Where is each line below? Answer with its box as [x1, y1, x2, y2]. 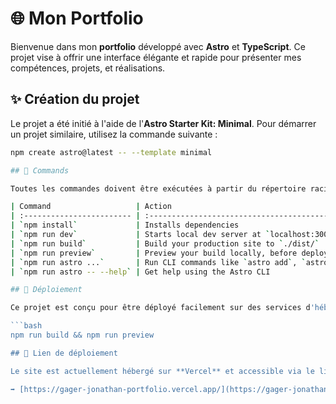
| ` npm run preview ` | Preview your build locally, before [10, 248, 298, 258]
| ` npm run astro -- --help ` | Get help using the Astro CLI [10, 267, 271, 277]
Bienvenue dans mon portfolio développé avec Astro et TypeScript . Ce [10, 40, 306, 52]
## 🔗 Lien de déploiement [10, 348, 118, 358]
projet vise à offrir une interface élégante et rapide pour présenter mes [10, 51, 302, 63]
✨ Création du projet [10, 91, 140, 108]
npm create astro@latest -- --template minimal [10, 147, 213, 157]
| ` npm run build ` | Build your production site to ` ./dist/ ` [10, 238, 320, 249]
